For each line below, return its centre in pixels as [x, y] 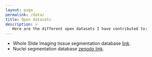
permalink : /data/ [25, 15]
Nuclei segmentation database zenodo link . [58, 49]
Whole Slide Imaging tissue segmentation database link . [72, 43]
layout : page [19, 10]
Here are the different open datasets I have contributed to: [80, 29]
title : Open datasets [28, 19]
